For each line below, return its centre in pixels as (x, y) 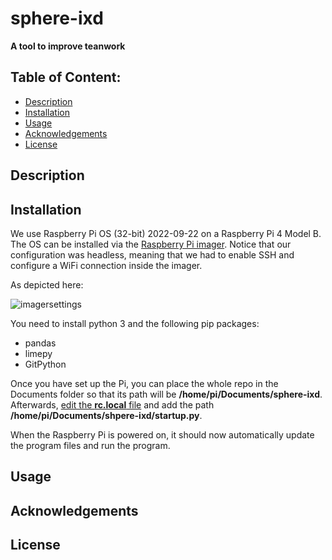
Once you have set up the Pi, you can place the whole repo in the (144, 383)
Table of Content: (66, 77)
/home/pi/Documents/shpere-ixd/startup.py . (106, 415)
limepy (38, 353)
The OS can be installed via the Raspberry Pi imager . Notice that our (151, 244)
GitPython (45, 364)
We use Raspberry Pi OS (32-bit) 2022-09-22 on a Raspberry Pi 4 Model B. (166, 233)
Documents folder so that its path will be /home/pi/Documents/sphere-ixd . (166, 394)
